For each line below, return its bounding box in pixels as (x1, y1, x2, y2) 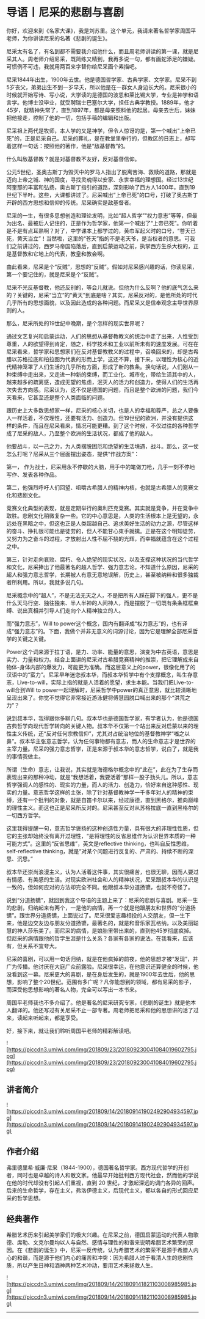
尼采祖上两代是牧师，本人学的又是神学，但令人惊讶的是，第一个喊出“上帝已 (6, 127, 196, 134)
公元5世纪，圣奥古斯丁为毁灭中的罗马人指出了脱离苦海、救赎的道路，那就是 (6, 168, 197, 175)
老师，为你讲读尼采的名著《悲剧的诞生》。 (6, 34, 111, 42)
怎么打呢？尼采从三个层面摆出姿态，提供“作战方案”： (6, 450, 140, 457)
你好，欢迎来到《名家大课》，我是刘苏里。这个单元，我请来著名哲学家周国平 (6, 27, 196, 34)
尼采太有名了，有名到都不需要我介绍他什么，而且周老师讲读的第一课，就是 (6, 47, 193, 55)
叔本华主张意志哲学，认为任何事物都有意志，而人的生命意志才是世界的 (19, 737, 196, 744)
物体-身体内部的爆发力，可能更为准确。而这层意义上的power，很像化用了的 (6, 663, 196, 671)
